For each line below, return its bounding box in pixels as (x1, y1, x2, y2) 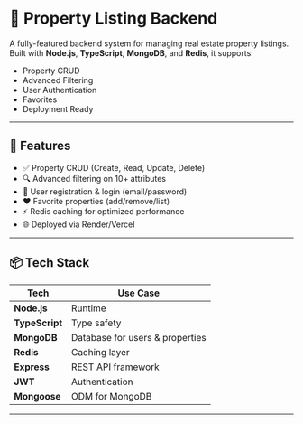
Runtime (70, 302, 106, 315)
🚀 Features (9, 138, 71, 154)
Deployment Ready (22, 103, 94, 114)
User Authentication (22, 84, 97, 95)
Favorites (22, 94, 58, 105)
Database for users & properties (70, 331, 207, 344)
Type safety (70, 316, 122, 329)
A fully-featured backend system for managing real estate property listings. (9, 38, 289, 49)
